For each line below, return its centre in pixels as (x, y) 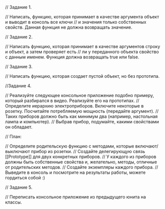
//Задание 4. (18, 86)
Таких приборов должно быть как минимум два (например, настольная (82, 116)
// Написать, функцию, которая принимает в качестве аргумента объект (82, 17)
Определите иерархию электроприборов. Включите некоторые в (74, 106)
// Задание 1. (19, 7)
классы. (14, 202)
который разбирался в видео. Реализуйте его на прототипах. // (72, 101)
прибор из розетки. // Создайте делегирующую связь (88, 151)
